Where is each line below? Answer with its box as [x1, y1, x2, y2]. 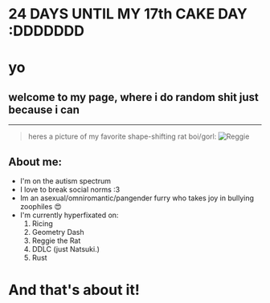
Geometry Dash [31, 228, 84, 236]
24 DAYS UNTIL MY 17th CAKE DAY [8, 5, 247, 23]
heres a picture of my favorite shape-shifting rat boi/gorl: [27, 131, 217, 141]
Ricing [31, 219, 54, 228]
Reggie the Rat [31, 236, 81, 245]
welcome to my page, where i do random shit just [8, 90, 260, 104]
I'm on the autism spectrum [19, 176, 111, 185]
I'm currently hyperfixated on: [19, 210, 119, 220]
